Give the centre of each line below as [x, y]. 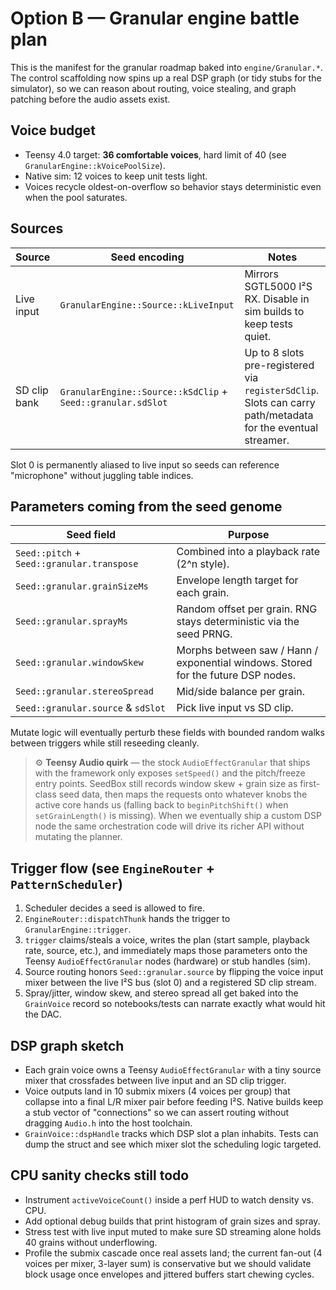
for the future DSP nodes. [236, 675]
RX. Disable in [277, 299]
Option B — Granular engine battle [155, 18]
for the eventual [281, 427]
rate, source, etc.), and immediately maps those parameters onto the [166, 951]
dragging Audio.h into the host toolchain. [108, 1123]
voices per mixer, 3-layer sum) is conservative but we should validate [168, 1263]
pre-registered [279, 365]
